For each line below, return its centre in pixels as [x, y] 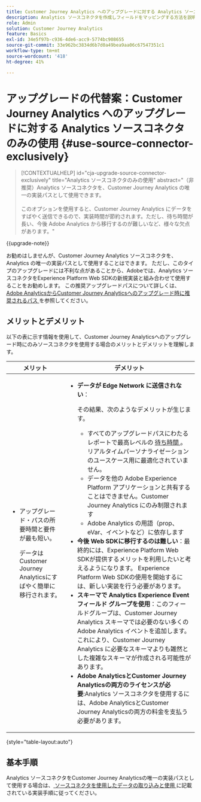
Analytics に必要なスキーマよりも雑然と [133, 649]
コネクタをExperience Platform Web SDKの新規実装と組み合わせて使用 [98, 278]
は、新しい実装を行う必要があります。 [131, 586]
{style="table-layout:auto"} [39, 742]
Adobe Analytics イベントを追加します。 [133, 631]
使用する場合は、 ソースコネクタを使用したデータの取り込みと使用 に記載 [102, 785]
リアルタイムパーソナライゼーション [138, 451]
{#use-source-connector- [127, 143]
